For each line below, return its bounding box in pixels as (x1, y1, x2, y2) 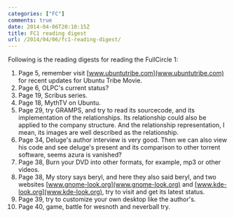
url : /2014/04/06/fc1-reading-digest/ (8, 36, 121, 43)
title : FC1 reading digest (8, 29, 87, 37)
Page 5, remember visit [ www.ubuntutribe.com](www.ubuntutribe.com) (18, 69, 224, 78)
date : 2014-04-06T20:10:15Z (8, 23, 90, 30)
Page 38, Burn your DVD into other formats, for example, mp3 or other (18, 158, 221, 166)
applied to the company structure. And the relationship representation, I (18, 121, 225, 129)
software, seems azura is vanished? (18, 151, 122, 159)
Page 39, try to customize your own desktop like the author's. (18, 195, 196, 203)
